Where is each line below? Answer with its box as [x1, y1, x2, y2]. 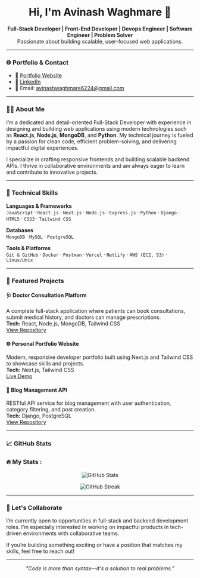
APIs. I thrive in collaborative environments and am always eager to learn [6, 162, 185, 169]
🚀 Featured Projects [6, 276, 64, 285]
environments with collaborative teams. [23, 530, 120, 537]
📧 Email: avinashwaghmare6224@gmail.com [14, 85, 124, 92]
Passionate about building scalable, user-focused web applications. [17, 38, 183, 45]
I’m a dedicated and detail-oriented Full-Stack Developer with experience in [6, 119, 192, 126]
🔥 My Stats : [6, 458, 42, 466]
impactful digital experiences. [6, 144, 79, 151]
